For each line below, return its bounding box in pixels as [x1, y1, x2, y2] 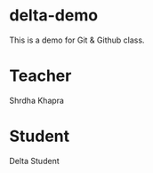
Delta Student [9, 155, 60, 166]
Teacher [9, 66, 72, 86]
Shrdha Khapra [9, 95, 65, 106]
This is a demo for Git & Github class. [9, 35, 145, 45]
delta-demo [9, 5, 99, 26]
